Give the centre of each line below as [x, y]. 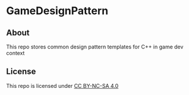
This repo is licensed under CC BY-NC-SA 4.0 [62, 86]
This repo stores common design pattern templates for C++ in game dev [95, 47]
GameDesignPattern [57, 11]
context [15, 53]
